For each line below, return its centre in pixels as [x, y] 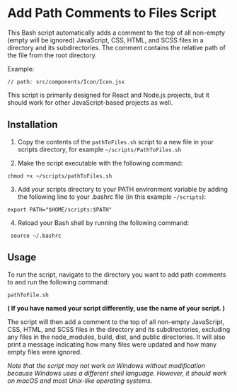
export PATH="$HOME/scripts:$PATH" [60, 209]
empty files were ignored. [45, 352]
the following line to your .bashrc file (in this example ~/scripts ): [112, 197]
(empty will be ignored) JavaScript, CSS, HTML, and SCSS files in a [105, 40]
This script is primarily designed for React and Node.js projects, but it [109, 95]
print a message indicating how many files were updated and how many [112, 344]
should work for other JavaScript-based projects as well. [90, 102]
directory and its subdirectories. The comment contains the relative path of [117, 47]
